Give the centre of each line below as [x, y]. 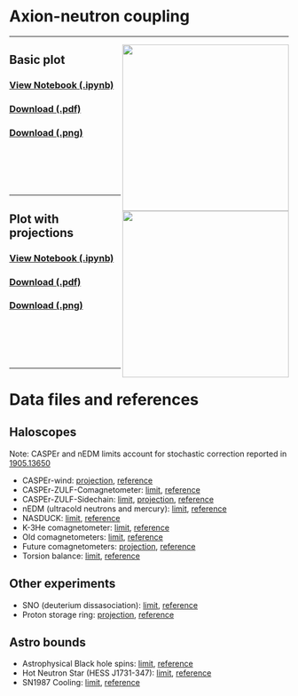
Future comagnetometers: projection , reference [109, 546]
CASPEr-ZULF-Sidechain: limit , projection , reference [118, 499]
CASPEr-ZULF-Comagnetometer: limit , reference [111, 489]
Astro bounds [48, 642]
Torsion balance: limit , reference [81, 556]
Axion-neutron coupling [100, 16]
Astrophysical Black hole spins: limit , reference [107, 664]
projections [41, 233]
